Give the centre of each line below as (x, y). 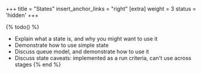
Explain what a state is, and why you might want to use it (86, 39)
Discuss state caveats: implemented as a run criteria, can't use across (103, 58)
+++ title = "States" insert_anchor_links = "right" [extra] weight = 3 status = (101, 9)
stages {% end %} (38, 64)
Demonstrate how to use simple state (62, 45)
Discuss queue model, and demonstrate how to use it (82, 52)
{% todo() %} (23, 27)
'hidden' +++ (22, 15)
